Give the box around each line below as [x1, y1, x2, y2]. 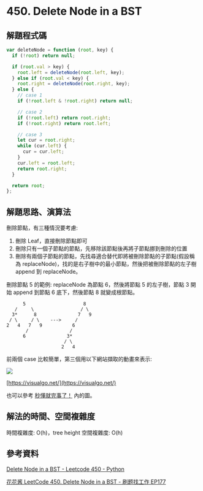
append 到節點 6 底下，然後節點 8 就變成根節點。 [13, 288, 138, 296]
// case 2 [17, 109, 43, 115]
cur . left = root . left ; [17, 160, 75, 166]
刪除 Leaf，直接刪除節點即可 [15, 238, 88, 245]
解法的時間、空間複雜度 [6, 411, 95, 422]
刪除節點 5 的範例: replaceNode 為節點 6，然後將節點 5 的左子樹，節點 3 [6, 281, 190, 288]
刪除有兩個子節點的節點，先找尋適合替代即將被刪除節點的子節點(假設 [15, 253, 190, 260]
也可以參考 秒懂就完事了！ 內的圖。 [6, 392, 96, 400]
